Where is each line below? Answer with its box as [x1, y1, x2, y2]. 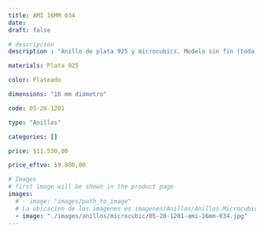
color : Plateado [8, 76, 61, 84]
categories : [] [8, 133, 58, 141]
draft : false [8, 26, 51, 34]
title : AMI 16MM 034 [8, 11, 76, 20]
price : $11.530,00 [8, 147, 68, 155]
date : [8, 19, 26, 27]
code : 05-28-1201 [8, 104, 65, 112]
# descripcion [8, 40, 55, 48]
